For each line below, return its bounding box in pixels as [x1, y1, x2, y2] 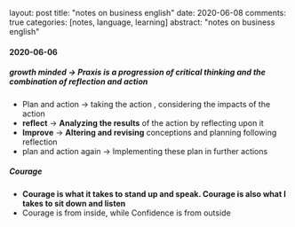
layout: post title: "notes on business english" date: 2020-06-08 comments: [9, 8, 287, 18]
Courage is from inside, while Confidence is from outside [21, 207, 231, 218]
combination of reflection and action [9, 76, 148, 87]
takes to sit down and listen [21, 198, 126, 208]
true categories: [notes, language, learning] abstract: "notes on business [9, 17, 275, 27]
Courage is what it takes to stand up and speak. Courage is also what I [21, 188, 286, 199]
